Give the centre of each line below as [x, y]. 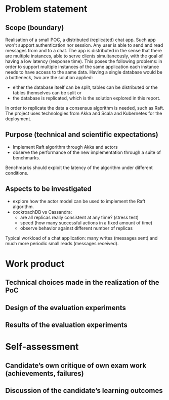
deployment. [18, 119]
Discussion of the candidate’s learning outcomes [84, 391]
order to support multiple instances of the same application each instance [82, 67]
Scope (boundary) [35, 28]
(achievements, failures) [45, 373]
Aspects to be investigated [49, 189]
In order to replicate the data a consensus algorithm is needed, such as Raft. [85, 108]
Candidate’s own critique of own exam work [76, 365]
